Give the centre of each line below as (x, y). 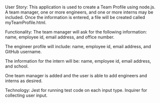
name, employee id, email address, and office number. (60, 37)
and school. (17, 66)
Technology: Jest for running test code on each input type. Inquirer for (76, 90)
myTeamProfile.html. (26, 22)
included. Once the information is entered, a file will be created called (75, 17)
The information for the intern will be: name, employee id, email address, (78, 61)
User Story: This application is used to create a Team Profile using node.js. (80, 7)
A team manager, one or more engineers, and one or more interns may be (79, 12)
